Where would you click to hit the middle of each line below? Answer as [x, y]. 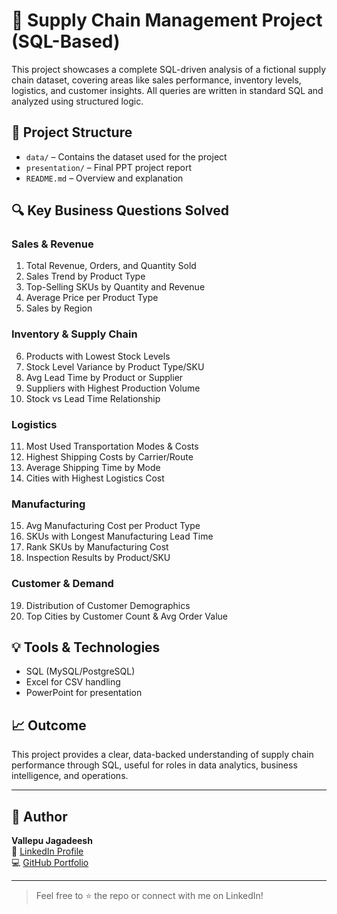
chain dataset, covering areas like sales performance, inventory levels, [156, 80]
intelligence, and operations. [70, 776]
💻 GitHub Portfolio [50, 863]
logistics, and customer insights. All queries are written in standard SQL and [167, 90]
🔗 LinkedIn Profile [47, 851]
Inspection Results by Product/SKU [98, 558]
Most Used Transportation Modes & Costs [112, 446]
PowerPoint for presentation [84, 693]
